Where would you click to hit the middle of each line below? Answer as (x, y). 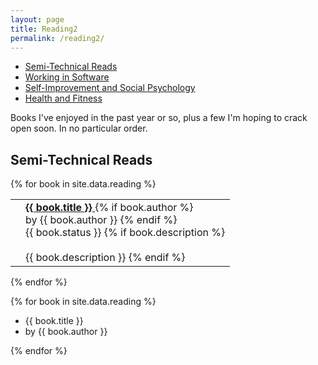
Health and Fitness (63, 98)
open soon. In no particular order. (79, 128)
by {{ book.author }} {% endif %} (101, 220)
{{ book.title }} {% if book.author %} (109, 208)
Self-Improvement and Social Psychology (110, 88)
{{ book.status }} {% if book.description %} (125, 233)
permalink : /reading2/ (57, 38)
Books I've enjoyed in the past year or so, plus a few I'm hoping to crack (159, 118)
